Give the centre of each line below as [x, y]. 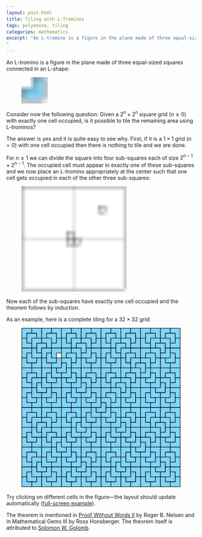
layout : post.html [29, 13]
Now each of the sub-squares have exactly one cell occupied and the [92, 301]
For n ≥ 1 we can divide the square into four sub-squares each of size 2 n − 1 [99, 157]
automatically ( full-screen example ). [51, 503]
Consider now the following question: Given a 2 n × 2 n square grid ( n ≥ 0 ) [96, 113]
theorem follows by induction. [43, 308]
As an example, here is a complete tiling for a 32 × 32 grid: [79, 319]
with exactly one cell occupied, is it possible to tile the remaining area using [100, 120]
